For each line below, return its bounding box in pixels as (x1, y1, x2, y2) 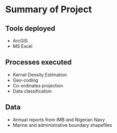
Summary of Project (5, 4, 92, 15)
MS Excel (12, 43, 33, 49)
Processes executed (5, 58, 72, 67)
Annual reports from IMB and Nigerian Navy (12, 117, 105, 123)
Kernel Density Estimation (12, 71, 67, 78)
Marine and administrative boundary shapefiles (12, 122, 112, 128)
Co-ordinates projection (12, 82, 63, 88)
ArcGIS (12, 37, 28, 44)
